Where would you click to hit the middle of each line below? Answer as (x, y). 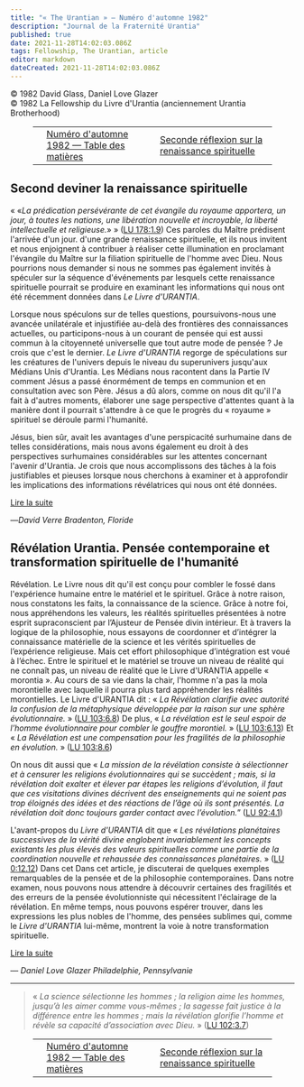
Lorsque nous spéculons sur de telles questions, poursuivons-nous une (143, 314)
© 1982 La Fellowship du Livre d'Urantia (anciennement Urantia (128, 103)
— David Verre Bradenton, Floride (72, 520)
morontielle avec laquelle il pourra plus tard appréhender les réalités (137, 689)
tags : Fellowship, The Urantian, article (89, 51)
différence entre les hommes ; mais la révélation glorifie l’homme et (158, 1015)
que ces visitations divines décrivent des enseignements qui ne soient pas (148, 793)
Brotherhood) (35, 113)
